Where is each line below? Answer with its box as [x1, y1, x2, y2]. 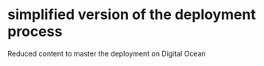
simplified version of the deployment [7, 6, 256, 24]
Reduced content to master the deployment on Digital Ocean [7, 49, 206, 58]
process [7, 22, 63, 41]
